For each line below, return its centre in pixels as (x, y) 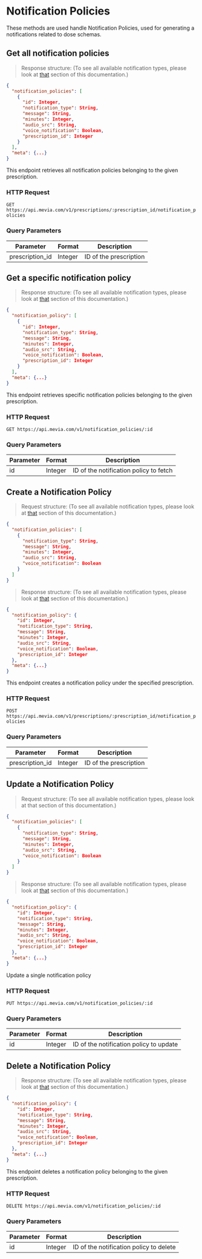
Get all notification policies (58, 54)
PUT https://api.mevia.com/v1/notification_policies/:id (80, 1004)
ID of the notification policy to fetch (123, 470)
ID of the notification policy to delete (124, 1247)
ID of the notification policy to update (125, 1044)
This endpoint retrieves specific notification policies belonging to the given (99, 395)
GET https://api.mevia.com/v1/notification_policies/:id (80, 429)
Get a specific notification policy (69, 278)
